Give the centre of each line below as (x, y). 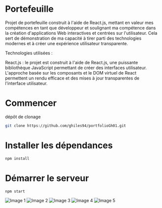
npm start (15, 191)
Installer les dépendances (59, 145)
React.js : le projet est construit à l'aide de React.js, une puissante (72, 62)
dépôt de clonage (23, 117)
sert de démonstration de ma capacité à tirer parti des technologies (73, 38)
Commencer (31, 103)
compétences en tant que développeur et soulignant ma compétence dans (81, 27)
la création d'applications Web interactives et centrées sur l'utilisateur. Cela (81, 33)
